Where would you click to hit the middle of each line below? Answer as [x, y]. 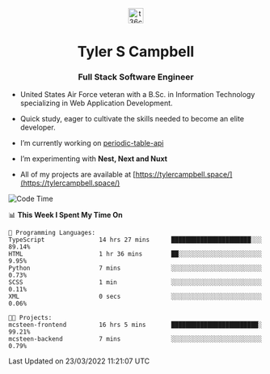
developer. [38, 127]
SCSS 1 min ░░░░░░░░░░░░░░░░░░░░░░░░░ [135, 283]
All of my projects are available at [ [78, 175]
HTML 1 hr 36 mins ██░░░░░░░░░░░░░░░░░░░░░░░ [135, 254]
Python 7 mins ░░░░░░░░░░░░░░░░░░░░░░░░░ [135, 268]
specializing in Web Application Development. [96, 103]
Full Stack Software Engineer [136, 77]
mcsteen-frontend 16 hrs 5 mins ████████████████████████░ [135, 325]
